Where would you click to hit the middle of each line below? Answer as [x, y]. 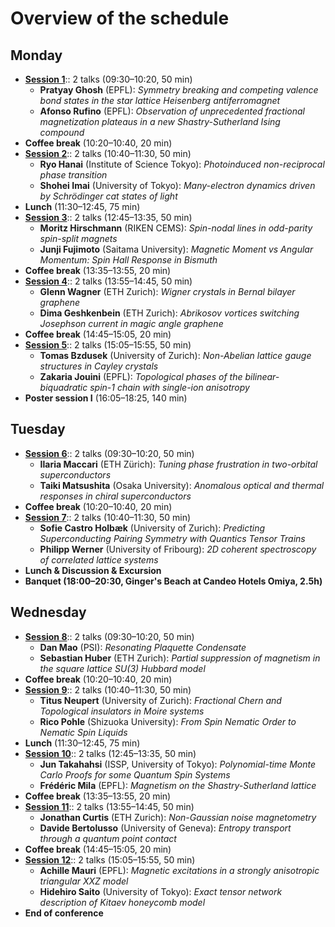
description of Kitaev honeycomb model [122, 902]
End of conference [64, 913]
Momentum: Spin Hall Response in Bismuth [128, 260]
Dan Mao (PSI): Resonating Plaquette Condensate [143, 647]
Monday [36, 55]
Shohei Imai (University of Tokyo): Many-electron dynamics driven [177, 185]
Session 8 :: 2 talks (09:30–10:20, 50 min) [109, 636]
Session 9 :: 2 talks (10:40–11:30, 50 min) [108, 689]
